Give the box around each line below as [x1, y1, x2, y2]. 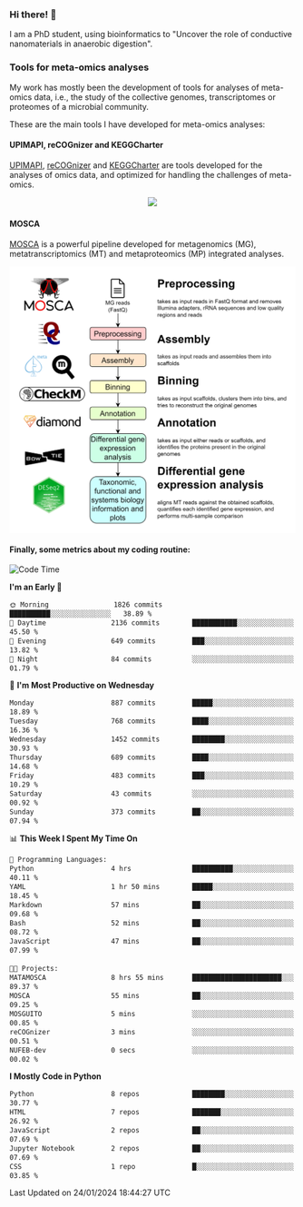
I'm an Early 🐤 [9, 581, 63, 593]
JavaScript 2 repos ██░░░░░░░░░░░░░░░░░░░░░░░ [9, 1126, 295, 1135]
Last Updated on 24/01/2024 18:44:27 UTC [9, 1187, 171, 1198]
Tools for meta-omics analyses [9, 61, 150, 74]
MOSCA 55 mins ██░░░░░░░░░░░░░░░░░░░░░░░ [9, 992, 295, 1001]
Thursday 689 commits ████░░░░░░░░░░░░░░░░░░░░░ [9, 753, 295, 762]
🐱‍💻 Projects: [9, 965, 59, 974]
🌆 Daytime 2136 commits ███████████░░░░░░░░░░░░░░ [9, 618, 295, 628]
